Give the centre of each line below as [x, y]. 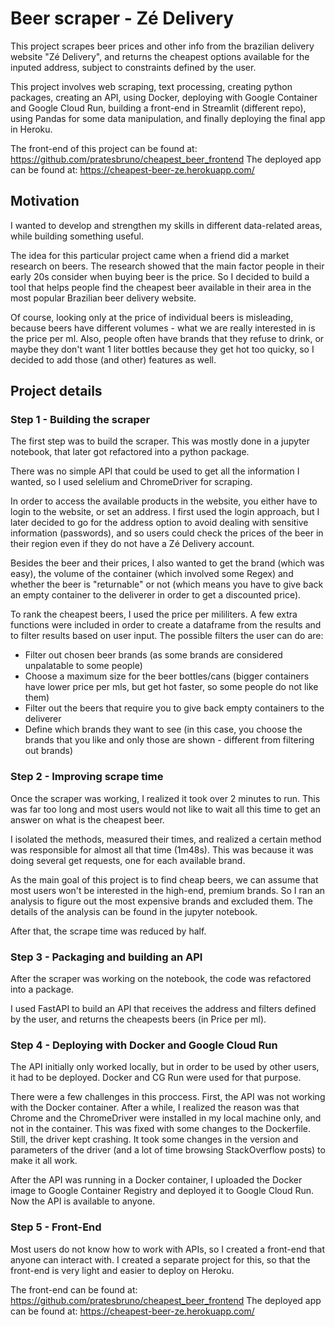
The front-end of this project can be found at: [104, 148]
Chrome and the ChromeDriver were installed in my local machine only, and [166, 1118]
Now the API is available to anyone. [83, 1201]
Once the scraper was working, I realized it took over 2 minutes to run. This [165, 798]
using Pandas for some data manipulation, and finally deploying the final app [168, 118]
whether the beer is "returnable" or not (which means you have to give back [167, 584]
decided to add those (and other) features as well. [113, 359]
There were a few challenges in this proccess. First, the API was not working [168, 1097]
